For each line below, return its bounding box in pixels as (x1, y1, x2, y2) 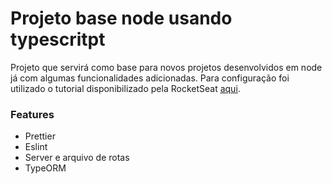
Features (10, 107, 55, 121)
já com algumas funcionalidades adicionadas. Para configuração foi (10, 72, 290, 84)
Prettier (24, 130, 56, 142)
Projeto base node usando (10, 7, 233, 30)
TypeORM (24, 162, 67, 174)
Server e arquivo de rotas (24, 152, 130, 164)
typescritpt (10, 28, 106, 51)
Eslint (24, 141, 48, 153)
